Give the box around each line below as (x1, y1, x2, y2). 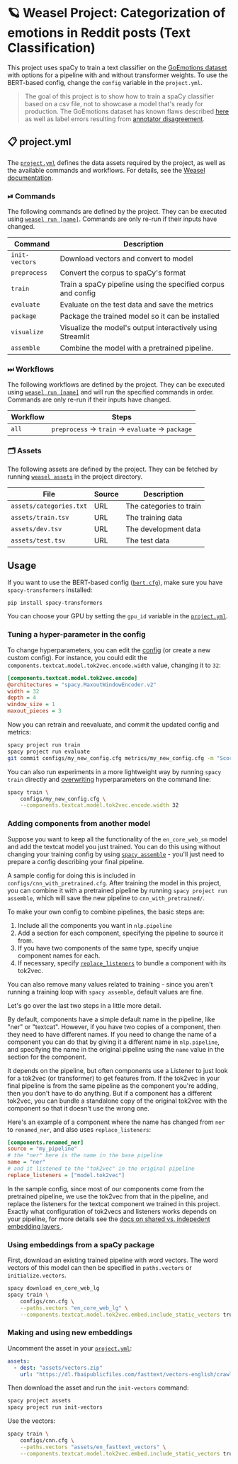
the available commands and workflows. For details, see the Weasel (7, 166, 205, 174)
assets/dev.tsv (11, 525, 62, 533)
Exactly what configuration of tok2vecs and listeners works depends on (7, 1207, 217, 1215)
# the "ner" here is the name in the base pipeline (7, 1152, 163, 1159)
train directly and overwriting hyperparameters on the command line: (7, 775, 211, 783)
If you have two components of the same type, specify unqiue (17, 943, 199, 952)
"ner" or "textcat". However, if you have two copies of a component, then (7, 1022, 221, 1031)
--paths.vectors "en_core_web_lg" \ (20, 1304, 129, 1312)
